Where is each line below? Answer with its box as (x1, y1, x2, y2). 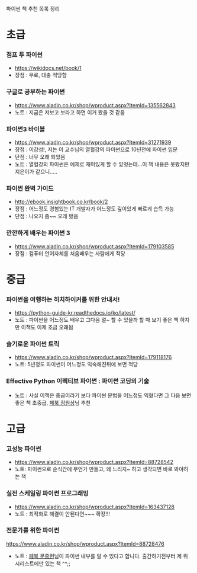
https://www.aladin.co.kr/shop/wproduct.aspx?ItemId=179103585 (14, 242, 175, 250)
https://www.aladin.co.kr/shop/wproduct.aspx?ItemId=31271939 (14, 139, 172, 146)
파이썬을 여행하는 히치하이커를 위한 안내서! (6, 295, 120, 303)
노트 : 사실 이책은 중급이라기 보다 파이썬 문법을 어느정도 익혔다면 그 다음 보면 (14, 392, 192, 399)
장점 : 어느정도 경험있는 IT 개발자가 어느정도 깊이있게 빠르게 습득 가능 (14, 205, 175, 212)
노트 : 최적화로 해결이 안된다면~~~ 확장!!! (14, 510, 111, 517)
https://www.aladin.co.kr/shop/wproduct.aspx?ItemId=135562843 (14, 101, 176, 108)
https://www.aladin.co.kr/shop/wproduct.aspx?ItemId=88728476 (6, 540, 164, 547)
